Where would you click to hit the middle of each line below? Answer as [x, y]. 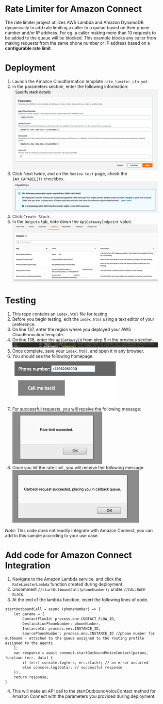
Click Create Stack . [31, 217]
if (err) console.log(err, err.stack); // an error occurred [86, 662]
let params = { [29, 614]
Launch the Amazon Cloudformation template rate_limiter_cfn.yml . [80, 81]
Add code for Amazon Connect [69, 555]
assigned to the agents [29, 643]
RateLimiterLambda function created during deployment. [68, 584]
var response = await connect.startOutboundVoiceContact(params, [81, 653]
